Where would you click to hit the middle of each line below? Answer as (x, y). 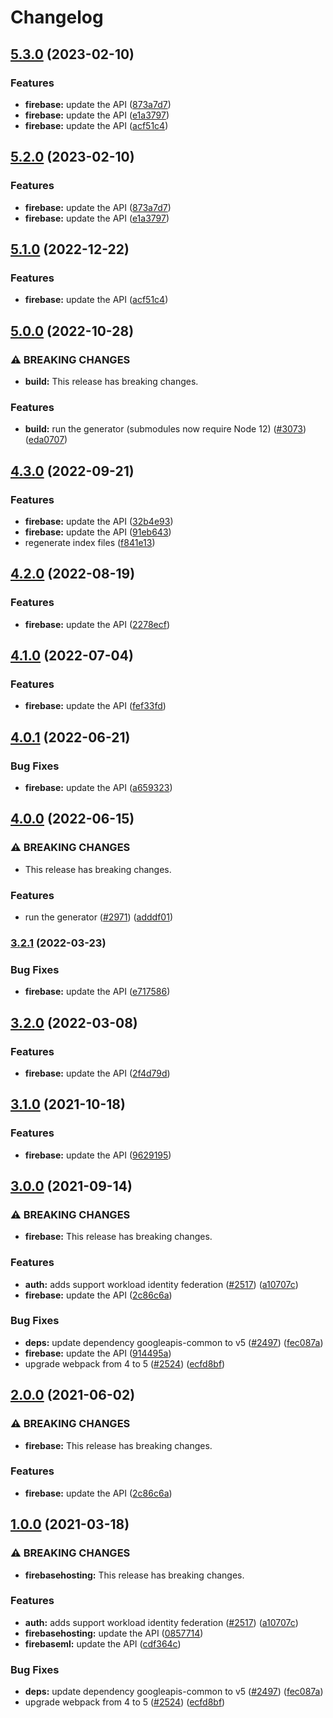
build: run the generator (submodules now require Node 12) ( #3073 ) (165, 429)
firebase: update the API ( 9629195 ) (98, 1155)
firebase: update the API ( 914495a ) (98, 1353)
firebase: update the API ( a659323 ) (98, 787)
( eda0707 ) (46, 440)
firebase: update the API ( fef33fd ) (95, 706)
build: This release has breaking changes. (111, 381)
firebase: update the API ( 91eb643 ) (98, 532)
